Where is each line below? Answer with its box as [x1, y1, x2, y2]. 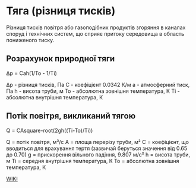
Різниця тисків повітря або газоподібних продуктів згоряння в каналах [6, 24, 186, 31]
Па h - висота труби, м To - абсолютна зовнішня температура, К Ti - [6, 87, 180, 95]
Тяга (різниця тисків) [6, 4, 116, 18]
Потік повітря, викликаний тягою [6, 111, 136, 121]
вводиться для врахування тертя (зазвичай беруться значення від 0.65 [6, 145, 188, 152]
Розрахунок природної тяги [6, 54, 115, 64]
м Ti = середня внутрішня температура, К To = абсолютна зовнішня [6, 157, 179, 164]
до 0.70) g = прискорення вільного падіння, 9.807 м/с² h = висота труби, [6, 151, 191, 158]
